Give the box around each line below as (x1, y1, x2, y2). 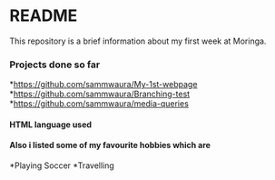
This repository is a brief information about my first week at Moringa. (9, 35, 267, 46)
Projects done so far (9, 58, 101, 71)
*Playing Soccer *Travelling (9, 160, 115, 171)
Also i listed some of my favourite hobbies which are (9, 140, 211, 151)
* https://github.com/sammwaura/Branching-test (9, 88, 191, 100)
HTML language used (9, 119, 93, 130)
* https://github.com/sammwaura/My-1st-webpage (9, 79, 198, 90)
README (9, 5, 78, 26)
